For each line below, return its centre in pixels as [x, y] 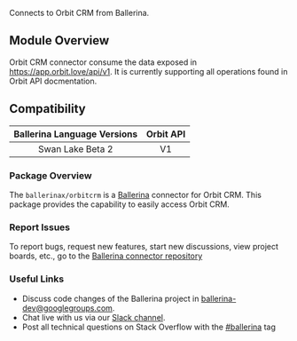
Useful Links [37, 279]
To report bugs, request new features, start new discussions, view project [144, 247]
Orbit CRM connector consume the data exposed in [103, 62]
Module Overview [59, 40]
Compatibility [47, 109]
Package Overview [51, 175]
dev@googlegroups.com [67, 308]
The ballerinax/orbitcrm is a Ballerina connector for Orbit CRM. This [135, 194]
